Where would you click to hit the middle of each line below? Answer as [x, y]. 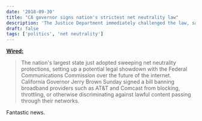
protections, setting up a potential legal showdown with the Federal [104, 69]
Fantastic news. [26, 113]
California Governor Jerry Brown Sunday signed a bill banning [98, 82]
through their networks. [50, 101]
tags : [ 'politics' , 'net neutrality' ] [55, 34]
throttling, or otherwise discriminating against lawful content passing [106, 95]
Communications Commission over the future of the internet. [96, 75]
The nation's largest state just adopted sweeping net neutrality [98, 63]
